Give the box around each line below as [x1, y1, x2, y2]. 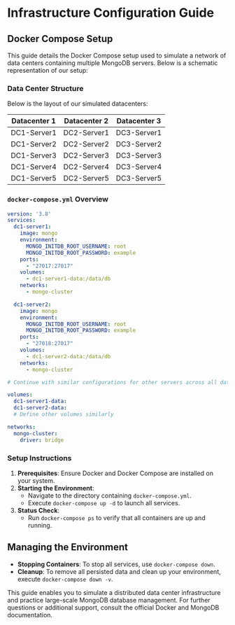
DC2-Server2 [63, 139, 110, 149]
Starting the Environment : [17, 484, 94, 492]
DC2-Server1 [63, 128, 110, 138]
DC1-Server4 [10, 162, 57, 172]
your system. [17, 476, 55, 484]
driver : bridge [20, 436, 64, 444]
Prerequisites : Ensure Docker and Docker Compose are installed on [17, 469, 214, 477]
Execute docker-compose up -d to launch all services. [27, 498, 180, 507]
